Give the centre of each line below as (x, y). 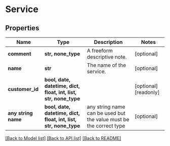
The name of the (107, 65)
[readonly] (147, 92)
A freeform (100, 51)
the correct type (106, 126)
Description (108, 42)
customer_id (23, 89)
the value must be (108, 119)
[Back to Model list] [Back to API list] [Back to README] (63, 138)
